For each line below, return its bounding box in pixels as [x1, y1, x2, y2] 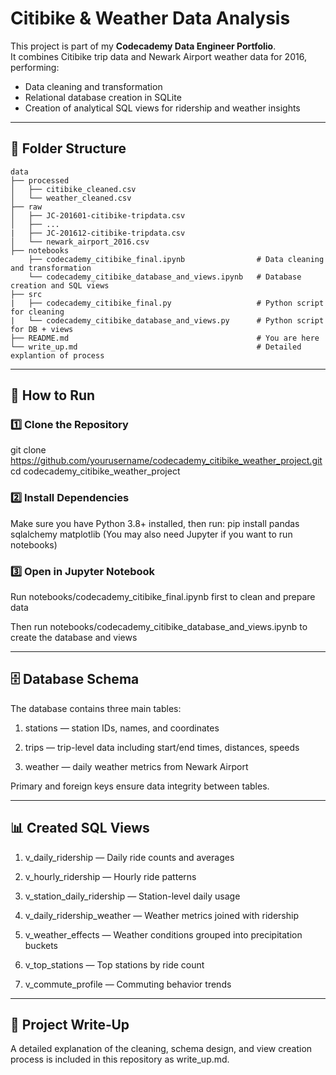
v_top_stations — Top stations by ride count [24, 958, 205, 971]
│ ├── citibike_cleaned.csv [10, 184, 137, 194]
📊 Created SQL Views [10, 820, 150, 837]
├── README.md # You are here [10, 333, 320, 343]
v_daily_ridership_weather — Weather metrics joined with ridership [24, 909, 299, 921]
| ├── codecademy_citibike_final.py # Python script [10, 298, 325, 308]
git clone [10, 444, 47, 456]
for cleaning [10, 307, 65, 317]
